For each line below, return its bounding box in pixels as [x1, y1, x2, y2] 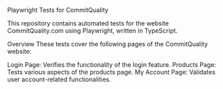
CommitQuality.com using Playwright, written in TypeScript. [7, 27, 178, 34]
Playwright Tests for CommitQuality [7, 6, 109, 14]
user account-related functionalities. [7, 75, 111, 83]
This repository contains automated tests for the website [7, 19, 169, 27]
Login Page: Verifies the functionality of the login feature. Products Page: [7, 61, 217, 68]
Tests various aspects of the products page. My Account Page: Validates [7, 68, 216, 76]
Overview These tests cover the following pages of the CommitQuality [7, 40, 208, 48]
